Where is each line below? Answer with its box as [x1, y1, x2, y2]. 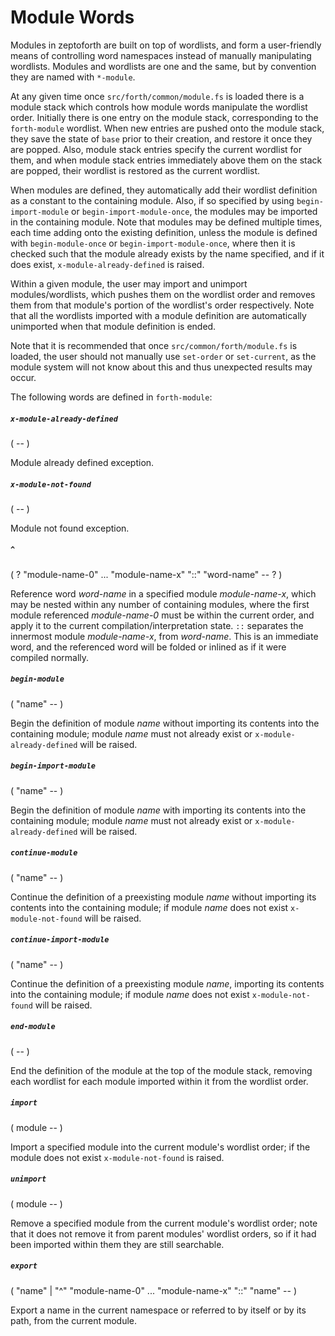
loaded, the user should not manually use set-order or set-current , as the [10, 350, 317, 362]
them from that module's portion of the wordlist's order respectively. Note [10, 299, 315, 311]
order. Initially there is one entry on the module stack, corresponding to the [10, 111, 319, 123]
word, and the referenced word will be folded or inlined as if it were [10, 641, 287, 653]
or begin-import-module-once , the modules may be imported [71, 205, 318, 217]
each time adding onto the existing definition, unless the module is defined [10, 226, 318, 238]
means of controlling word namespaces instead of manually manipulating [10, 49, 312, 61]
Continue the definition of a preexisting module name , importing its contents [10, 977, 325, 990]
